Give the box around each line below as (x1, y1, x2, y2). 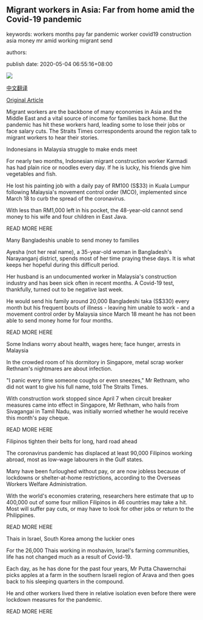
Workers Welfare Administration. (6, 480, 88, 487)
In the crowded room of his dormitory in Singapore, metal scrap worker (6, 358, 184, 365)
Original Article (6, 96, 44, 104)
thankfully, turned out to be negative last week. (6, 285, 124, 293)
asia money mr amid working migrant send (6, 36, 113, 44)
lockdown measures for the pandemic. (6, 596, 102, 603)
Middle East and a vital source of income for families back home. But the (6, 115, 187, 122)
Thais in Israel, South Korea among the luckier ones (6, 535, 135, 542)
